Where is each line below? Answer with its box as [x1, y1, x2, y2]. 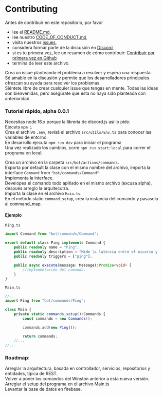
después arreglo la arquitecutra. [5, 186, 70, 191]
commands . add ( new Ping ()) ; [22, 325, 77, 330]
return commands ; [22, 333, 57, 339]
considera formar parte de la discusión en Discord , [12, 44, 114, 50]
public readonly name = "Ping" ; [14, 245, 79, 250]
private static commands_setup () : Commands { [14, 312, 106, 316]
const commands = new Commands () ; [22, 316, 92, 321]
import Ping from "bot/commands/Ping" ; [5, 298, 86, 303]
